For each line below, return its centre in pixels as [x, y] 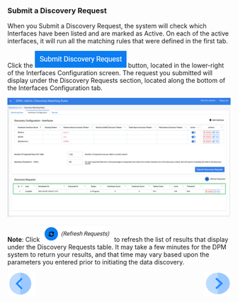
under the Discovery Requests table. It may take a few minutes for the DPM [117, 247]
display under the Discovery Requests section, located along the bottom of [117, 81]
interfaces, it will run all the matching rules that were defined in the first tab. [118, 41]
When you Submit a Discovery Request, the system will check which [107, 26]
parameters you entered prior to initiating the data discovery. [96, 262]
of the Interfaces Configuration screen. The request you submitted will [110, 73]
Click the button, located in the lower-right [116, 65]
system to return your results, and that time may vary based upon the [108, 255]
